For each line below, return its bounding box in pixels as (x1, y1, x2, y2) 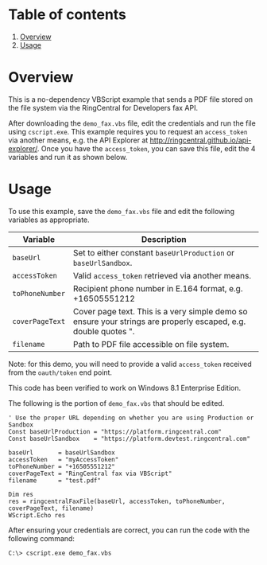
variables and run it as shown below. (8, 152, 128, 162)
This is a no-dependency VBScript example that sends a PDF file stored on (8, 94, 253, 104)
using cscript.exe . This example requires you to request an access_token (8, 127, 248, 136)
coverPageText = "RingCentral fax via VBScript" (8, 470, 172, 477)
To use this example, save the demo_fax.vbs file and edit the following (8, 206, 234, 216)
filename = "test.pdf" (8, 476, 102, 485)
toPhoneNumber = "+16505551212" (8, 462, 115, 470)
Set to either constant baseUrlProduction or (72, 247, 235, 258)
